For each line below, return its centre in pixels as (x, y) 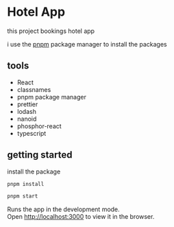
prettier (27, 104)
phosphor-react (39, 126)
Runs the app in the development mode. (63, 209)
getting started (40, 155)
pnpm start (23, 196)
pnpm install (26, 184)
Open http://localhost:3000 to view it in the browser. (81, 217)
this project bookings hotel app (51, 31)
